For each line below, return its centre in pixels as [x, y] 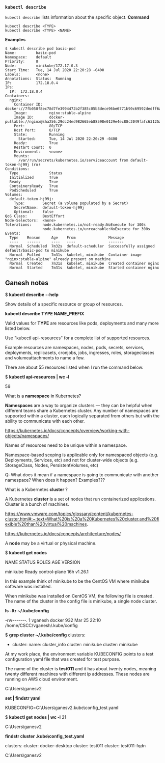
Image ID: [24, 117]
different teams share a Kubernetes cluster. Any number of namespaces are [82, 411]
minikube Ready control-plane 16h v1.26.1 [47, 572]
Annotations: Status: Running [38, 79]
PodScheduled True [34, 191]
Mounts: [22, 156]
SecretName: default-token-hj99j [49, 208]
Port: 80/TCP [38, 126]
